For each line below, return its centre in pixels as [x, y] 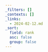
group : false [23, 42]
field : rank [22, 33]
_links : [13, 19]
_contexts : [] [20, 14]
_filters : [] [19, 10]
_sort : [12, 28]
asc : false [21, 38]
